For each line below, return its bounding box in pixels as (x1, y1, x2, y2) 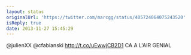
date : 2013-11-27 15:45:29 (6, 25, 74, 32)
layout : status (6, 8, 44, 15)
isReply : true (6, 20, 42, 26)
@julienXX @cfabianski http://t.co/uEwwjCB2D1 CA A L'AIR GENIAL (6, 42, 172, 49)
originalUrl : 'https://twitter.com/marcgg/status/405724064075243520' (6, 14, 186, 20)
